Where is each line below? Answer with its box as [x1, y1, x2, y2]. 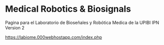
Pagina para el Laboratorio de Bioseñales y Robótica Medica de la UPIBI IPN [5, 20, 159, 25]
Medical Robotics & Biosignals [5, 3, 131, 15]
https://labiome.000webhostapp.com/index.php [5, 34, 102, 40]
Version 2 [5, 24, 25, 30]
